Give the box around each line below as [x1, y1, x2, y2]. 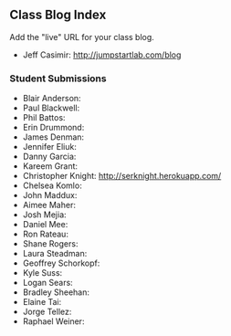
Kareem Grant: [22, 161, 79, 172]
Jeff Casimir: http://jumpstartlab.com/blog [22, 49, 182, 60]
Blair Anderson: [22, 93, 81, 104]
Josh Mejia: [22, 209, 67, 220]
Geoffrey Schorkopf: [22, 257, 100, 268]
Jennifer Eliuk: [22, 142, 78, 152]
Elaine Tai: [22, 297, 62, 308]
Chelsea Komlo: [22, 180, 82, 191]
